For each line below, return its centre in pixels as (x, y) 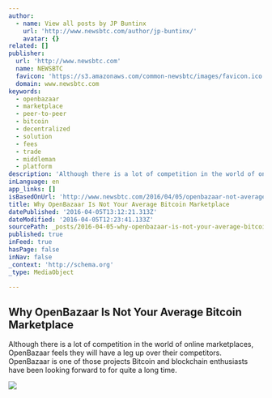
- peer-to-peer (41, 114)
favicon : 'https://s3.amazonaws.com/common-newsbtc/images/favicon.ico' (141, 76)
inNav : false (30, 257)
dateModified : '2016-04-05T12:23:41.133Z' (81, 220)
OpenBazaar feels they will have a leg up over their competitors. (115, 353)
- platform (34, 167)
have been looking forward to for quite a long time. (93, 370)
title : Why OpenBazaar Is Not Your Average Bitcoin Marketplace (119, 204)
